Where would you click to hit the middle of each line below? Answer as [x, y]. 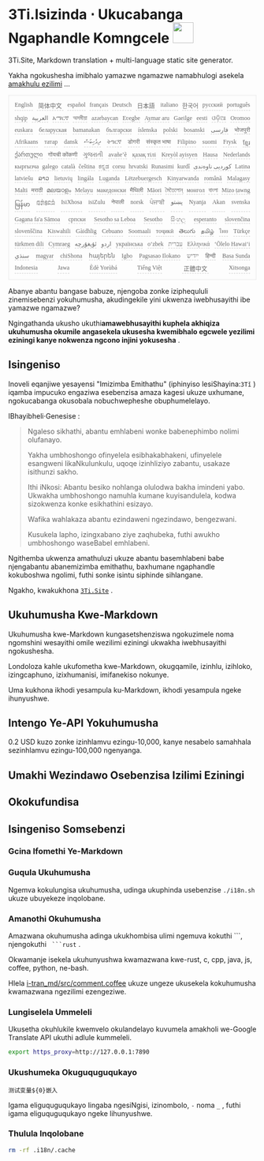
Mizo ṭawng [236, 190]
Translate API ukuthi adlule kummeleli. [70, 1038]
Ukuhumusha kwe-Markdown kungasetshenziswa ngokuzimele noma [121, 634]
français [99, 104]
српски [77, 219]
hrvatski [138, 166]
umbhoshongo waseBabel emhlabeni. [89, 543]
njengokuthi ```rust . [45, 945]
